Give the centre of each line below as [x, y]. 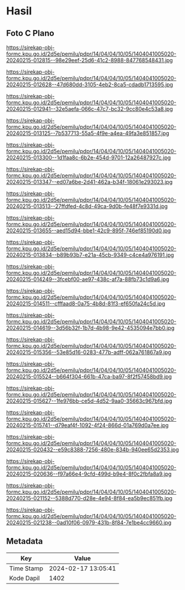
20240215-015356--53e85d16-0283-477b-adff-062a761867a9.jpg [89, 352]
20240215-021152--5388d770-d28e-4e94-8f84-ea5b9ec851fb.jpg [89, 498]
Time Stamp [26, 568]
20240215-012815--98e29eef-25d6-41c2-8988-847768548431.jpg [90, 60]
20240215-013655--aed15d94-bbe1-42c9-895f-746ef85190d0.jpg [89, 231]
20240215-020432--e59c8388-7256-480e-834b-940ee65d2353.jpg [92, 450]
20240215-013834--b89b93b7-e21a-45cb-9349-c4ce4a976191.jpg [90, 255]
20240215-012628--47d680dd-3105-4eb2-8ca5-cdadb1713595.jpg [90, 84]
